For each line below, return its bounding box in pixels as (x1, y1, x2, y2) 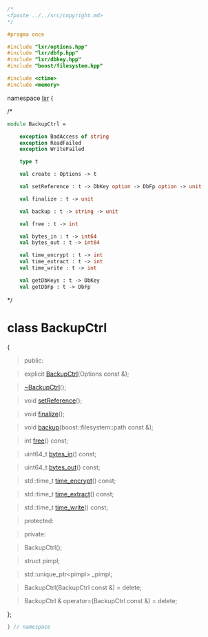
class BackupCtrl (7, 320, 107, 336)
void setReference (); (23, 396, 83, 405)
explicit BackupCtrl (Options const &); (23, 370, 129, 378)
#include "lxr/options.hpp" (7, 43, 88, 50)
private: (23, 529, 46, 538)
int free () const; (23, 436, 69, 445)
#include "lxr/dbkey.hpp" (7, 56, 81, 63)
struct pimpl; (23, 556, 61, 565)
